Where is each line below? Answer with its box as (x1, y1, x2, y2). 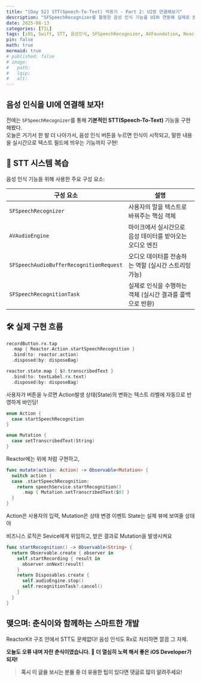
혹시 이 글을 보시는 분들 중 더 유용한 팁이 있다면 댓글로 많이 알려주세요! (20, 668, 182, 676)
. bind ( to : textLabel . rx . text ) (11, 373, 87, 380)
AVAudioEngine (9, 232, 50, 239)
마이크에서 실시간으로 (128, 223, 185, 231)
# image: (6, 59, 28, 65)
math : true (6, 43, 33, 49)
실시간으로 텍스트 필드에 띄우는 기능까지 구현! (12, 139, 118, 146)
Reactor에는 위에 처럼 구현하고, (6, 455, 80, 462)
